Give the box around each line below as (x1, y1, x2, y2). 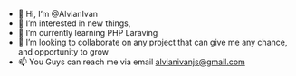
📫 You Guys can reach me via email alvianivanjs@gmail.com (17, 56, 246, 67)
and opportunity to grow (17, 46, 110, 57)
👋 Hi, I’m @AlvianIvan (17, 9, 98, 19)
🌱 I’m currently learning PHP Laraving (17, 28, 158, 38)
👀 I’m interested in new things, (17, 18, 131, 29)
